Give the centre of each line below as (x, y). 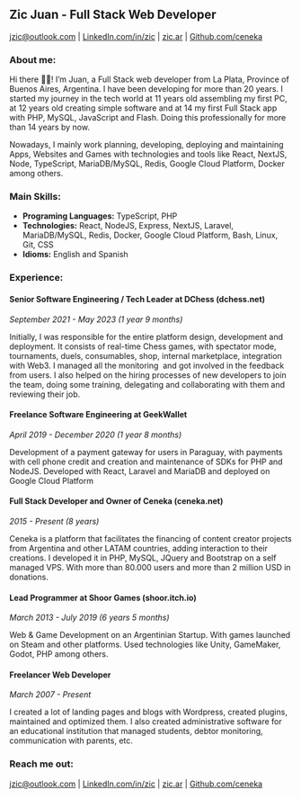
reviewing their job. (45, 394)
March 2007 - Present (50, 695)
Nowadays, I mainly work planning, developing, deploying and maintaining (147, 145)
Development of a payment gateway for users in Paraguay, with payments (146, 452)
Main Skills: (35, 197)
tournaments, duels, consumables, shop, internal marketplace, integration (146, 355)
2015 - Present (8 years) (54, 521)
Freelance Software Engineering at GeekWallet (98, 415)
